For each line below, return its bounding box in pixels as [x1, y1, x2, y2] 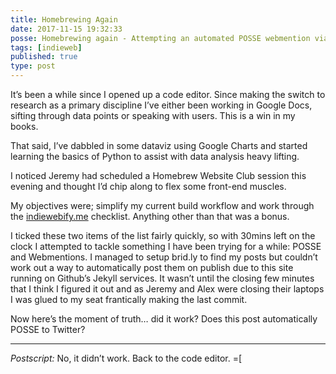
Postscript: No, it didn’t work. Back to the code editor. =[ [10, 352, 243, 364]
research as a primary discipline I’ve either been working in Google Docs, [10, 99, 313, 111]
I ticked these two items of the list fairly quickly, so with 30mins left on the [10, 230, 316, 241]
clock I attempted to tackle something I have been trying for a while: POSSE [10, 241, 322, 252]
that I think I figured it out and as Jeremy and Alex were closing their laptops [10, 283, 325, 295]
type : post [10, 61, 56, 71]
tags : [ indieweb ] [10, 42, 83, 53]
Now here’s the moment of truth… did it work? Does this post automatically [10, 313, 318, 325]
